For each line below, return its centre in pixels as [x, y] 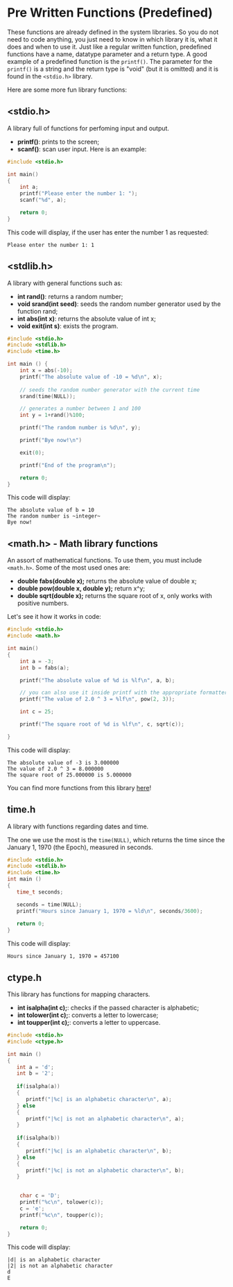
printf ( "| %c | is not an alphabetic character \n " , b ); [105, 1170]
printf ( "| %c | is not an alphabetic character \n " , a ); [105, 1118]
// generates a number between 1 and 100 [80, 409]
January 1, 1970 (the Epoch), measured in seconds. [80, 847]
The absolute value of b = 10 [51, 510]
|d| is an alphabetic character [54, 1260]
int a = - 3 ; [37, 661]
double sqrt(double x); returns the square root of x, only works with [115, 596]
